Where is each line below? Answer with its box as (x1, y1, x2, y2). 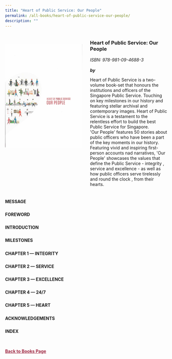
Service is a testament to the (90, 113, 148, 119)
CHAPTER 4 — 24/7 (5, 289, 46, 295)
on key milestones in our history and (90, 97, 163, 103)
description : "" (5, 18, 38, 23)
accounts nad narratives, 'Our (105, 150, 166, 156)
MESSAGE (5, 198, 26, 204)
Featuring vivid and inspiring (90, 145, 147, 150)
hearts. (90, 181, 104, 187)
